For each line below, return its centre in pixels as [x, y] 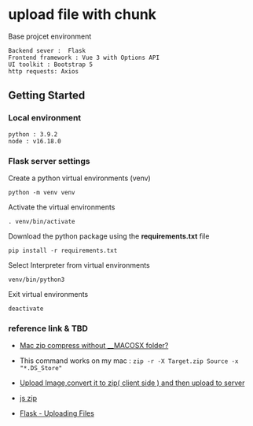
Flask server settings [49, 161]
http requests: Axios [44, 71]
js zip [28, 398]
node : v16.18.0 [35, 141]
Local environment [45, 118]
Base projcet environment [50, 36]
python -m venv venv [42, 192]
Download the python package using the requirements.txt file [109, 236]
